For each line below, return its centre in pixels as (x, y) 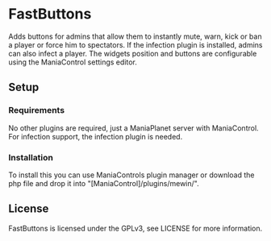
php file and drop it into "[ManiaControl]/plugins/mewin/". (104, 183)
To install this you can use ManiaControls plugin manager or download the (131, 175)
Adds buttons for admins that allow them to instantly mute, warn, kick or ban (135, 36)
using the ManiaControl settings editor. (73, 62)
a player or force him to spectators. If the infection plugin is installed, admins (135, 44)
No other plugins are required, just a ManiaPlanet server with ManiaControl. (134, 128)
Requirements (37, 110)
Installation (31, 157)
